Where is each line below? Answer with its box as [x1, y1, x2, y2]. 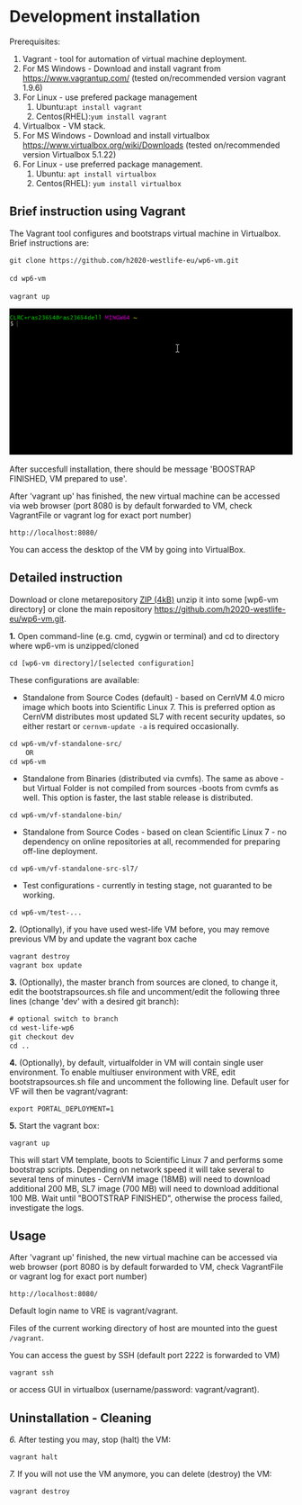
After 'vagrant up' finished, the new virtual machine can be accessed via [9, 1252, 278, 1263]
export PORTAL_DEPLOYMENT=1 [9, 1104, 115, 1113]
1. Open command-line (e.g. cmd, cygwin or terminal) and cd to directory [9, 630, 280, 641]
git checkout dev [9, 1032, 75, 1041]
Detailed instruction [9, 570, 123, 586]
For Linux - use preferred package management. [22, 158, 203, 169]
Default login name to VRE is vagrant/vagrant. [9, 1305, 179, 1316]
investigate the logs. [9, 1202, 84, 1212]
